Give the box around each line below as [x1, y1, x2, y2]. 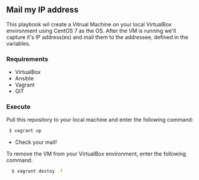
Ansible [14, 75, 34, 82]
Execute [6, 103, 31, 111]
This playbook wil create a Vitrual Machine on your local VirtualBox [6, 20, 172, 28]
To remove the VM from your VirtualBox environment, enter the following [6, 150, 186, 158]
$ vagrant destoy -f [11, 168, 63, 175]
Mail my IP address [6, 5, 79, 15]
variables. [6, 40, 31, 47]
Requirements [6, 55, 49, 63]
